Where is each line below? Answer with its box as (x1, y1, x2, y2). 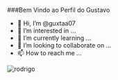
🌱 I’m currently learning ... (17, 34, 92, 42)
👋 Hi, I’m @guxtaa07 (17, 19, 76, 27)
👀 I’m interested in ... (17, 27, 76, 34)
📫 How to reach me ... (17, 49, 82, 57)
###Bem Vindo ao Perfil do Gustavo (7, 6, 110, 14)
